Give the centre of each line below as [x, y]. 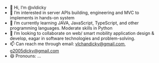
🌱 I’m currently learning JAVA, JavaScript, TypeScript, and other [74, 23]
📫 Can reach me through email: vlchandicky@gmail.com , [68, 44]
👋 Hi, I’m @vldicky [28, 8]
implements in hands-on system [42, 18]
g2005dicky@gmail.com [34, 51]
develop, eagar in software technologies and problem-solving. [72, 38]
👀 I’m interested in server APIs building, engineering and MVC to [74, 13]
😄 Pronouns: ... [25, 56]
